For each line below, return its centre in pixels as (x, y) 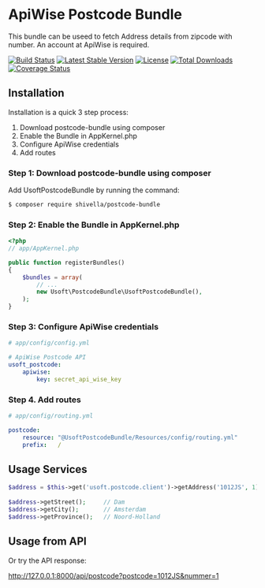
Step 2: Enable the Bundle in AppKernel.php (94, 225)
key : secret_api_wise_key (79, 379)
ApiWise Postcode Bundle (95, 15)
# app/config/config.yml (49, 343)
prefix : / (42, 445)
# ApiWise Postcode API (47, 357)
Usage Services (48, 469)
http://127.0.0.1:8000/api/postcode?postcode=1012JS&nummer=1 (114, 575)
